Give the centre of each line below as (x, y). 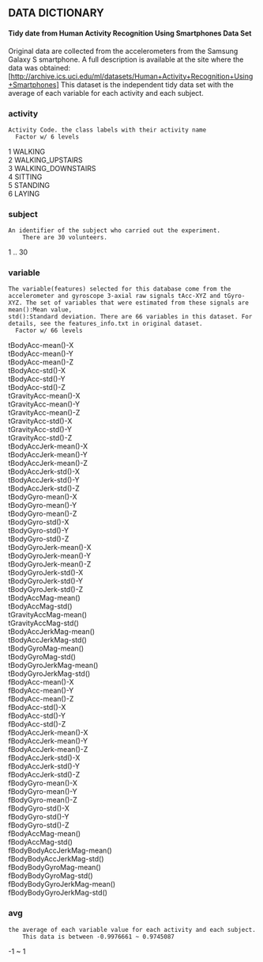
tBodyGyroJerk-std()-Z (46, 590)
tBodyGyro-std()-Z (39, 539)
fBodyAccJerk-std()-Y (44, 766)
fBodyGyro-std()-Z (39, 825)
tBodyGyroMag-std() (42, 657)
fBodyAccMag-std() (41, 842)
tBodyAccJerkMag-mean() (52, 632)
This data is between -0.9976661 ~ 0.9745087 (99, 937)
